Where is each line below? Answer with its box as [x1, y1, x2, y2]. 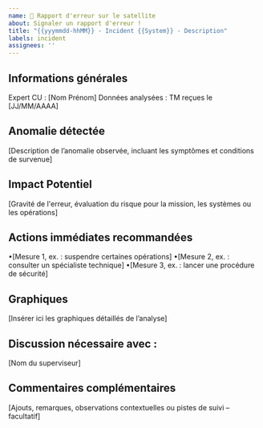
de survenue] [8, 154, 53, 164]
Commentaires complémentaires [8, 381, 176, 395]
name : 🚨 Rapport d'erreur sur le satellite [8, 11, 156, 20]
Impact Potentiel [8, 177, 92, 191]
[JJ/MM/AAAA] [8, 101, 59, 111]
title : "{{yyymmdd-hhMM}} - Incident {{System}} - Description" [8, 26, 228, 35]
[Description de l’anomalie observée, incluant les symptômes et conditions [8, 145, 254, 155]
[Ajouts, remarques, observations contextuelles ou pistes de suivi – [8, 402, 230, 412]
